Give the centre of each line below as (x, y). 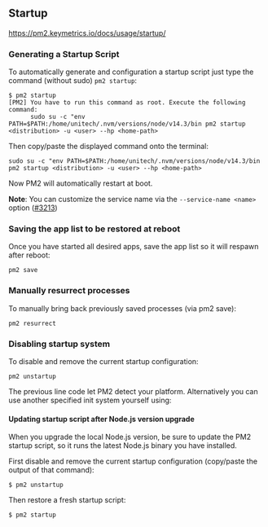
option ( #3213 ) (33, 208)
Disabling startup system (59, 344)
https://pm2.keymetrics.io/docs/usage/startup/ (87, 33)
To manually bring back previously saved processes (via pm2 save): (122, 308)
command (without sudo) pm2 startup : (72, 81)
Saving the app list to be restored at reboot (94, 229)
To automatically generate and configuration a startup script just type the (131, 72)
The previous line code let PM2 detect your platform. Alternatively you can (133, 391)
